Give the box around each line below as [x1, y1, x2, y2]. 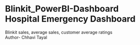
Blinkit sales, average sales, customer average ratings [5, 29, 113, 35]
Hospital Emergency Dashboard [5, 13, 136, 24]
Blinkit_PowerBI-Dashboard [5, 3, 119, 14]
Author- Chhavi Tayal [5, 34, 47, 40]
